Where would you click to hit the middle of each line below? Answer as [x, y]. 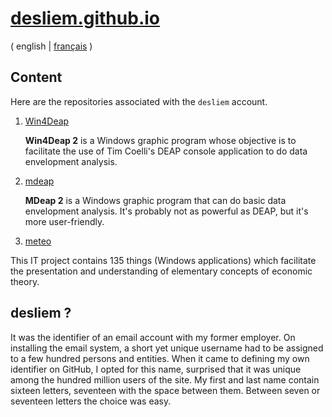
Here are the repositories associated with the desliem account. [139, 101]
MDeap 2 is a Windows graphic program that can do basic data [155, 200]
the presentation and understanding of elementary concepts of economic [161, 271]
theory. [25, 281]
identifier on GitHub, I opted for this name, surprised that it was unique [156, 369]
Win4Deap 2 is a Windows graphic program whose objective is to [160, 140]
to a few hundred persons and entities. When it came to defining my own [160, 358]
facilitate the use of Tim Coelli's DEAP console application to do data [166, 151]
